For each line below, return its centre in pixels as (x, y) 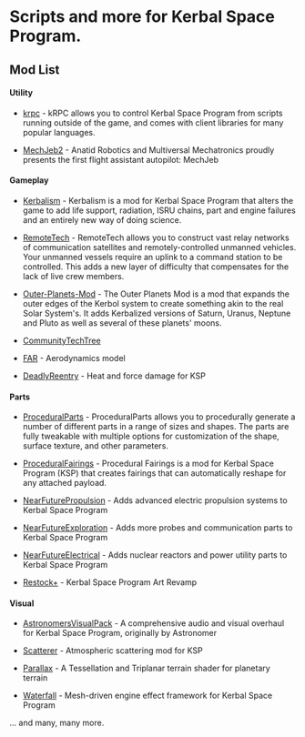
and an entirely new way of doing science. (102, 219)
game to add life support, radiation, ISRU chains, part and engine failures (159, 210)
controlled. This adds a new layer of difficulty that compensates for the (156, 267)
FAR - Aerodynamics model (74, 358)
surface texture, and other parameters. (95, 446)
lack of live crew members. (73, 276)
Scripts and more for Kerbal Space (142, 17)
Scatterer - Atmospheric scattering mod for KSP (112, 651)
